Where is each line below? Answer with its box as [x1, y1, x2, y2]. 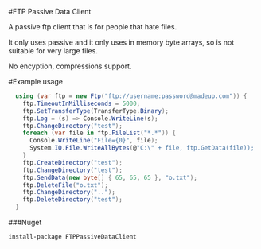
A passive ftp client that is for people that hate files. [8, 22, 177, 31]
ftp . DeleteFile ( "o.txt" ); [22, 181, 109, 189]
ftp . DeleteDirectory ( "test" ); [22, 196, 123, 204]
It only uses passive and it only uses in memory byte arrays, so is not [8, 37, 235, 47]
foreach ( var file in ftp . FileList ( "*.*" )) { [22, 129, 177, 138]
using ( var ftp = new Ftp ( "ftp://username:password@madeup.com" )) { [15, 92, 247, 100]
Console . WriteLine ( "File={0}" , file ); [29, 137, 158, 145]
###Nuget [8, 218, 42, 227]
